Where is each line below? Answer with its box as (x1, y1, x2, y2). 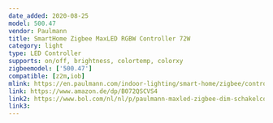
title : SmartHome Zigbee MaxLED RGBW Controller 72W (8, 34, 191, 43)
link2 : (8, 95, 31, 103)
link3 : (8, 102, 31, 110)
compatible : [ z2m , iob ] (8, 72, 85, 80)
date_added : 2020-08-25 (8, 11, 89, 20)
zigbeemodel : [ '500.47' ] (8, 65, 93, 73)
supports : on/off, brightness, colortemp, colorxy (8, 57, 184, 66)
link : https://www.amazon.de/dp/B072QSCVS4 (8, 87, 158, 95)
